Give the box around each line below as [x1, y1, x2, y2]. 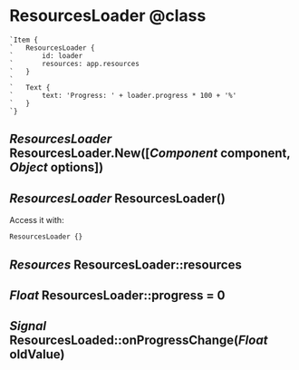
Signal [9, 318, 47, 334]
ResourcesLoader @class [9, 5, 207, 26]
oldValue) [9, 346, 65, 363]
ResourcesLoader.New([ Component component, [9, 146, 291, 161]
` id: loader [9, 51, 83, 60]
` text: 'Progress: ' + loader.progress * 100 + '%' [9, 91, 237, 100]
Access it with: [9, 215, 65, 226]
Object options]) [9, 160, 104, 175]
